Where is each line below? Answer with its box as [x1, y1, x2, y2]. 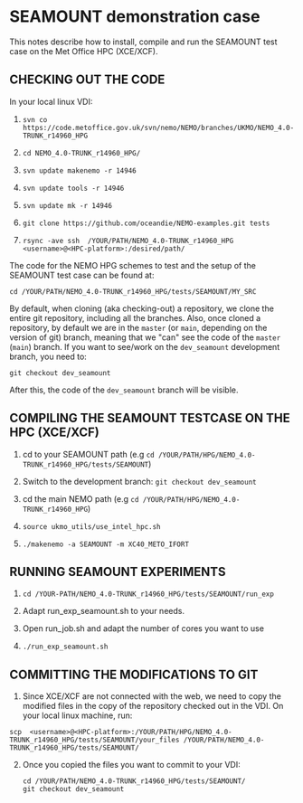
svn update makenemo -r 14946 [22, 165, 137, 175]
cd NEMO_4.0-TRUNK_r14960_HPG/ [22, 148, 141, 157]
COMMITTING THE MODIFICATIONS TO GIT [9, 666, 259, 682]
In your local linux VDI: [9, 96, 93, 107]
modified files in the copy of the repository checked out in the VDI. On [22, 701, 284, 712]
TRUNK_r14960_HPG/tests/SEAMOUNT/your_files [9, 735, 180, 745]
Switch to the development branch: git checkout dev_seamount [22, 476, 258, 487]
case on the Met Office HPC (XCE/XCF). [9, 45, 158, 56]
